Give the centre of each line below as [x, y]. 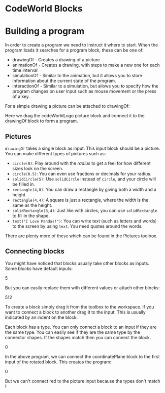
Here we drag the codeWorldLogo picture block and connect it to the [75, 116]
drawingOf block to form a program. [42, 121]
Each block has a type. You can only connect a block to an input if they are [81, 327]
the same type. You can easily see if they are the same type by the [73, 332]
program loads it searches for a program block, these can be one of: [74, 50]
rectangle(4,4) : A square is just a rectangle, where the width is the [80, 200]
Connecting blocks [35, 251]
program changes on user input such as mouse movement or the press [84, 91]
